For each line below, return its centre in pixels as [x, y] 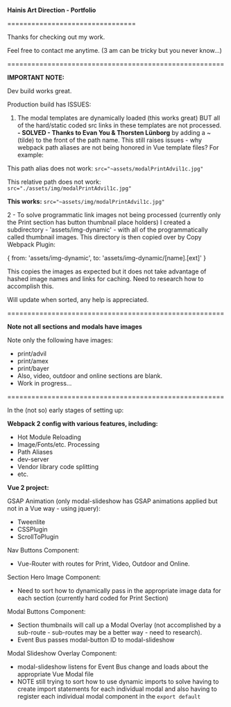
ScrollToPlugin [38, 537]
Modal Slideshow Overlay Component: [62, 653]
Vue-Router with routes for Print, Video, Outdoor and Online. [103, 564]
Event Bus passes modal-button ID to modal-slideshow [96, 640]
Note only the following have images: [60, 340]
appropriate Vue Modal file [55, 674]
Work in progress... [44, 383]
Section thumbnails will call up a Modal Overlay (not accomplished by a [119, 625]
